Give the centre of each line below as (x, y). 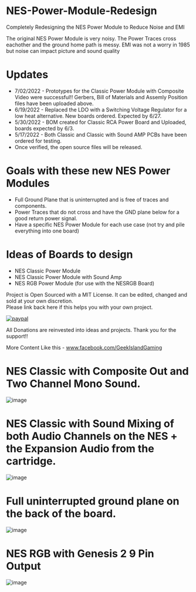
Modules (28, 184)
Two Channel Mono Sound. (73, 384)
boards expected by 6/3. (44, 128)
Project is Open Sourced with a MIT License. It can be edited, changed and (97, 294)
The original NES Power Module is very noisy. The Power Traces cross (91, 38)
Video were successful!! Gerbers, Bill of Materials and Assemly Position (101, 97)
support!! (17, 336)
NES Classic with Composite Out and (97, 371)
